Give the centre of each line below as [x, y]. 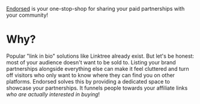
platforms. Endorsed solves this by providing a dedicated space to [88, 81]
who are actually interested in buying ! [53, 94]
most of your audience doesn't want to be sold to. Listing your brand [91, 62]
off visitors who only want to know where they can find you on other [91, 75]
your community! [27, 15]
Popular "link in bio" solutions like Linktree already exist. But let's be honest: [100, 56]
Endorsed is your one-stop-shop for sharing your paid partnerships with [95, 9]
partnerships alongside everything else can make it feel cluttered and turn [98, 69]
